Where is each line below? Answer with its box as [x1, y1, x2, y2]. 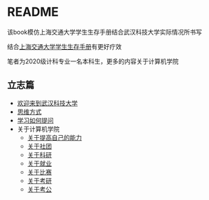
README [7, 4, 59, 20]
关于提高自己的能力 [27, 133, 82, 141]
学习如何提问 [16, 116, 54, 124]
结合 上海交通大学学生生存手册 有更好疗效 [7, 42, 122, 50]
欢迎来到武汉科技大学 [16, 99, 78, 107]
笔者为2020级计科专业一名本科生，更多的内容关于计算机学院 [7, 57, 179, 66]
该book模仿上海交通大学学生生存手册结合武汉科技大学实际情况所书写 [7, 28, 203, 36]
